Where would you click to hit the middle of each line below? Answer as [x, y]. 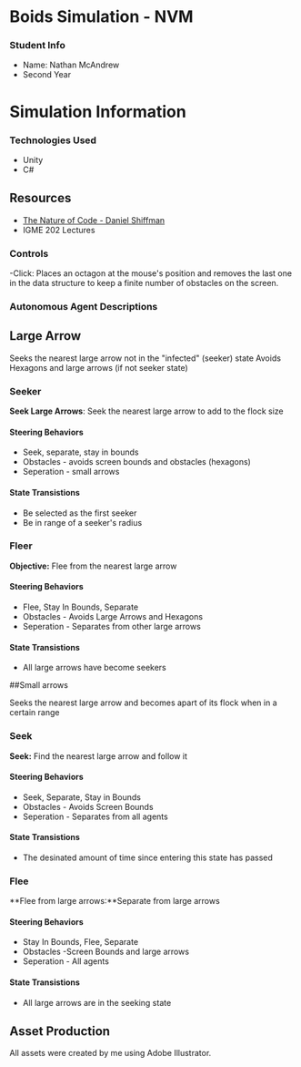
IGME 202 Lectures [59, 230]
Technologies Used [53, 140]
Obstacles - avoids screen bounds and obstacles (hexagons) [137, 462]
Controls [29, 253]
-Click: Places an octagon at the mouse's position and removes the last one [151, 273]
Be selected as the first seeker [80, 513]
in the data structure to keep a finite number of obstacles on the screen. [144, 283]
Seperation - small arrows [71, 472]
